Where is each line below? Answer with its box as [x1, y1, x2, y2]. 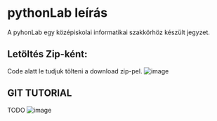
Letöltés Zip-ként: [7, 48, 88, 60]
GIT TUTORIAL [7, 87, 72, 99]
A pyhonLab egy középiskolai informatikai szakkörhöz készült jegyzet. [7, 28, 211, 36]
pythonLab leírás [7, 5, 108, 21]
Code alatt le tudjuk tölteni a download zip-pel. [7, 66, 143, 75]
